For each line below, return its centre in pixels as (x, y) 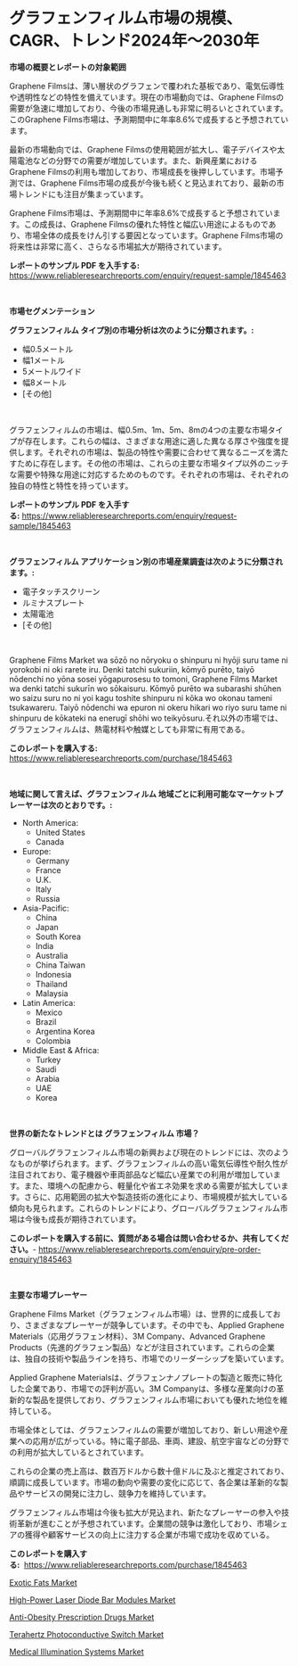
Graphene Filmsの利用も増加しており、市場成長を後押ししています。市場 (142, 171)
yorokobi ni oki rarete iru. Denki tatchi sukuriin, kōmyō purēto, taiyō (132, 669)
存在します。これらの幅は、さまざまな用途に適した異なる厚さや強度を (153, 441)
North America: (50, 822)
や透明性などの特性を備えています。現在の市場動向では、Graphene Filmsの (147, 97)
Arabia (48, 1078)
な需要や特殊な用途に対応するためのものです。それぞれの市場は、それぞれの (149, 474)
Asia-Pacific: (45, 908)
